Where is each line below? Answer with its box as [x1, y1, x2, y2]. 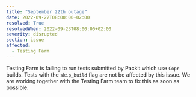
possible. [6, 84, 29, 91]
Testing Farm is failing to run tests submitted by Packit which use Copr [6, 64, 180, 72]
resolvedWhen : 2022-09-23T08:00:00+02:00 [6, 25, 112, 32]
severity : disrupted [6, 31, 58, 37]
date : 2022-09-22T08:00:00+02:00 [6, 14, 90, 20]
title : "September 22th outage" [6, 8, 87, 15]
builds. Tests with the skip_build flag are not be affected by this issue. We [6, 70, 191, 78]
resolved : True [6, 20, 44, 26]
